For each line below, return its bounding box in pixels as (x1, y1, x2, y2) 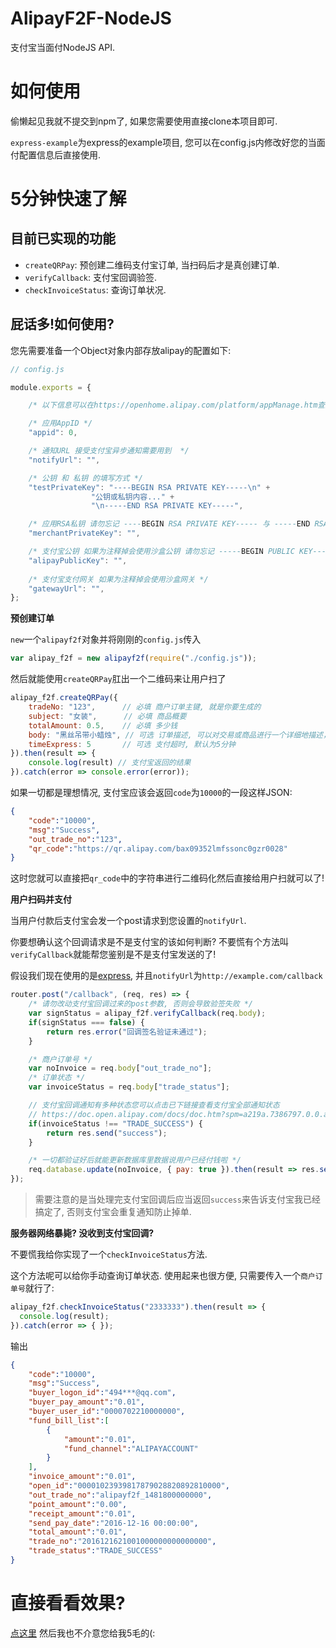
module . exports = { (10, 382, 92, 392)
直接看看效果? (10, 1592, 126, 1615)
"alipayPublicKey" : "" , (28, 555, 128, 566)
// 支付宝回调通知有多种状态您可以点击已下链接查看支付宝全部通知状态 (28, 1100, 280, 1111)
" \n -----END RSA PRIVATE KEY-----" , (90, 501, 244, 511)
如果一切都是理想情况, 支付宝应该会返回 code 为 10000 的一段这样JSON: (10, 787, 293, 799)
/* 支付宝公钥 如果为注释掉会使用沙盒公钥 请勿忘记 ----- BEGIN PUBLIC (28, 547, 295, 557)
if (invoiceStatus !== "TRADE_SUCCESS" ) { (28, 1118, 203, 1129)
